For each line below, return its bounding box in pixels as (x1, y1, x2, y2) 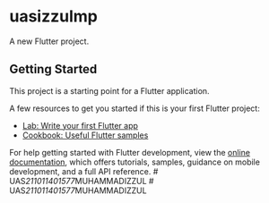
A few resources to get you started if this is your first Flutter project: (9, 103, 260, 114)
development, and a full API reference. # (9, 165, 159, 176)
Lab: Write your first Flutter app (22, 120, 139, 131)
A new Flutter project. (9, 36, 90, 47)
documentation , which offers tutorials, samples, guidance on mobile (9, 156, 260, 167)
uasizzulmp (9, 6, 99, 27)
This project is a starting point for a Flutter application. (9, 85, 210, 96)
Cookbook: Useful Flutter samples (22, 130, 149, 140)
